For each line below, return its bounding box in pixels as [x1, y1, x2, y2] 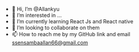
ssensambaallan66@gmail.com [11, 39, 88, 46]
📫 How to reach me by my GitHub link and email [11, 31, 131, 37]
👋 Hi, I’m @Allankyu [11, 6, 60, 12]
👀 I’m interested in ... [11, 12, 62, 19]
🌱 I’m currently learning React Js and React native [11, 18, 134, 25]
